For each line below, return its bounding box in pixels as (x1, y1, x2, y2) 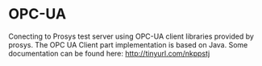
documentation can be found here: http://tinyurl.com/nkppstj (8, 48, 210, 58)
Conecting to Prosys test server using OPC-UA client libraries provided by (8, 31, 254, 41)
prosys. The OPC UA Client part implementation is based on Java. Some (8, 39, 248, 49)
